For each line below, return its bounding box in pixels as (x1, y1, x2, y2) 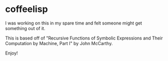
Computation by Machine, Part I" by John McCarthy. (5, 40, 113, 46)
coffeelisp (5, 3, 48, 15)
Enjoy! (5, 50, 18, 56)
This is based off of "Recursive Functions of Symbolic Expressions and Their (5, 35, 163, 41)
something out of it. (5, 25, 45, 31)
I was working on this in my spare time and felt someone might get (5, 20, 142, 26)
